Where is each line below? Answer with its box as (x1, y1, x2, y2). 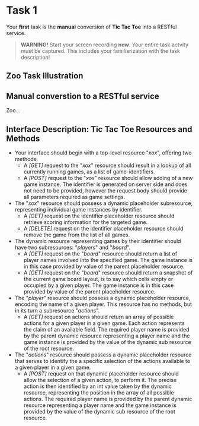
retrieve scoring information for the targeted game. (23, 218, 148, 226)
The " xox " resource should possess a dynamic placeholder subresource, (14, 200, 193, 207)
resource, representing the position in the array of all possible (23, 389, 174, 396)
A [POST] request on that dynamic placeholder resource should (23, 370, 179, 377)
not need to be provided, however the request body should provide (23, 187, 188, 194)
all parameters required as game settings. (23, 193, 126, 200)
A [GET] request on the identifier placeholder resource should (23, 212, 175, 219)
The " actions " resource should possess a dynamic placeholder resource (14, 351, 192, 358)
